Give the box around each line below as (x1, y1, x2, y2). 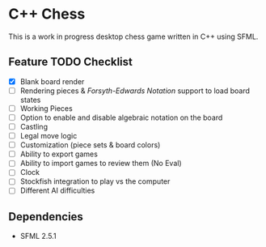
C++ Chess (8, 5, 86, 23)
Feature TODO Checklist (8, 55, 133, 69)
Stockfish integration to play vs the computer (19, 177, 171, 186)
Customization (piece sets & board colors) (19, 140, 161, 150)
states (19, 95, 41, 104)
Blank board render (19, 76, 85, 86)
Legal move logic (19, 131, 78, 141)
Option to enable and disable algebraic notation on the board (19, 113, 223, 122)
